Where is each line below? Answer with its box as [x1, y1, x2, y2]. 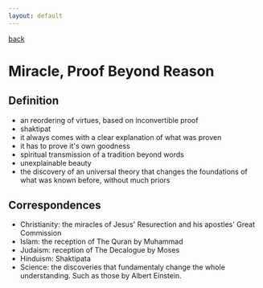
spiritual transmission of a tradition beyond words [19, 150, 185, 159]
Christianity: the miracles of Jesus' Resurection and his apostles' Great [19, 220, 256, 229]
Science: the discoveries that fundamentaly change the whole [19, 262, 225, 272]
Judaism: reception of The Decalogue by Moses [19, 245, 180, 255]
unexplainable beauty [19, 158, 92, 167]
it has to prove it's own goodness [19, 141, 130, 150]
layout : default [8, 11, 63, 20]
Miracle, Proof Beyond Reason [8, 62, 215, 80]
